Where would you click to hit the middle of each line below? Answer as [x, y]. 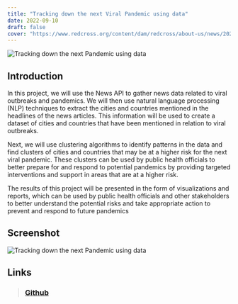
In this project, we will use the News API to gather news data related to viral [118, 94]
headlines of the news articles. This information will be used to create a [112, 116]
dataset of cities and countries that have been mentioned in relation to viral [117, 123]
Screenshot [34, 233]
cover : [17, 34]
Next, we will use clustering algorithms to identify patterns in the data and [115, 145]
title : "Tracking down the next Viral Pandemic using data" [98, 14]
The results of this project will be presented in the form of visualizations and [118, 188]
